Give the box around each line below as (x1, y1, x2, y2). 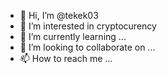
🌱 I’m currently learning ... (19, 31, 127, 42)
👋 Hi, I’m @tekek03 (19, 10, 99, 21)
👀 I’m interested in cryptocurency (19, 20, 157, 32)
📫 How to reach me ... (19, 53, 113, 64)
